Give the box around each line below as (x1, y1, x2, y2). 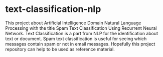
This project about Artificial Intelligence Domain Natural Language (5, 20, 141, 26)
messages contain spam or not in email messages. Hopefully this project (5, 41, 155, 47)
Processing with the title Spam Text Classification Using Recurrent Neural (5, 25, 157, 31)
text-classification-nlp (5, 3, 101, 15)
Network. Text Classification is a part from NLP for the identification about (5, 30, 158, 36)
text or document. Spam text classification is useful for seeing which (5, 36, 147, 42)
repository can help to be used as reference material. (5, 46, 115, 52)
